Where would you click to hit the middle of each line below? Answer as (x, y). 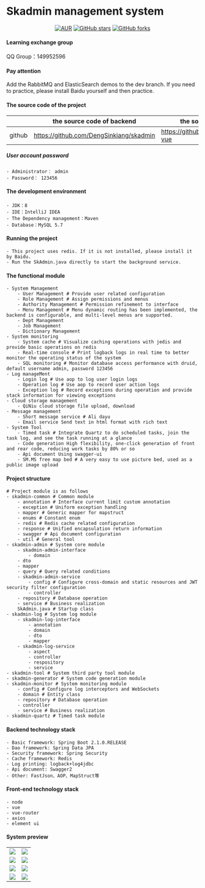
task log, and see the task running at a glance (69, 438)
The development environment (46, 191)
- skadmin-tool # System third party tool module (71, 673)
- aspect (39, 652)
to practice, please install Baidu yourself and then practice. (80, 91)
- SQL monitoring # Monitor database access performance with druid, (108, 364)
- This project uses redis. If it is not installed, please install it (99, 251)
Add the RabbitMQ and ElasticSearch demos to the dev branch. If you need (101, 84)
